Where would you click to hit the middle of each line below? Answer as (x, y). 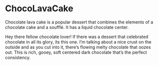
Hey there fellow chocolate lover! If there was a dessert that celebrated (77, 37)
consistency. (18, 57)
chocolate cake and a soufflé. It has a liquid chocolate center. (67, 27)
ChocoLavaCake (39, 9)
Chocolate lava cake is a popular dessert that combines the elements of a (79, 22)
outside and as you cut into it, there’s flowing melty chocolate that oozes (78, 47)
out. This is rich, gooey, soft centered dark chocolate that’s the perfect (76, 52)
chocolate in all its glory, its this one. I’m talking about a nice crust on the (78, 42)
